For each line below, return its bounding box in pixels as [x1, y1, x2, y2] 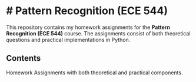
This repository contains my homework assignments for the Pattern [6, 24, 171, 31]
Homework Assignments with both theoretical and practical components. [6, 69, 183, 76]
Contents [6, 53, 41, 63]
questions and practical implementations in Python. [6, 36, 131, 43]
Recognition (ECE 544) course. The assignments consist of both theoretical [6, 29, 191, 37]
